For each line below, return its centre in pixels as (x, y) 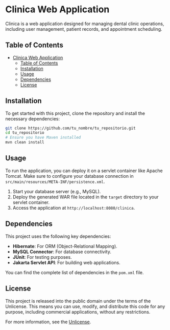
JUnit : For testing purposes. (42, 257)
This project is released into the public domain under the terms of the (78, 301)
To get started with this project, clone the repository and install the (75, 113)
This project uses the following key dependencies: (58, 236)
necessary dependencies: (33, 118)
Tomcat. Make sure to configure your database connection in (69, 176)
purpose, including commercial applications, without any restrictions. (78, 312)
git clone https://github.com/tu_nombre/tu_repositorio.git (71, 128)
